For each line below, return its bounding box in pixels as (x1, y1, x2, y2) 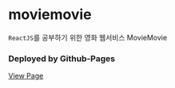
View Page (8, 71, 44, 81)
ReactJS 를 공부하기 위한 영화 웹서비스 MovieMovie (8, 33, 168, 42)
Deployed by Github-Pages (8, 53, 116, 64)
